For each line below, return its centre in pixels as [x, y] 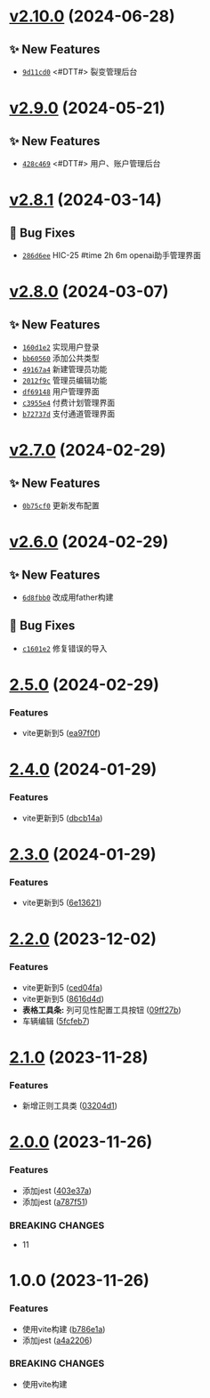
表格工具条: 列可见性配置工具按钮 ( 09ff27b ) [101, 1010]
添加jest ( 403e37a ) [57, 1191]
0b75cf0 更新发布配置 [61, 505]
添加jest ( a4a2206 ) [57, 1340]
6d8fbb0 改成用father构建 [68, 597]
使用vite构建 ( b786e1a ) [64, 1329]
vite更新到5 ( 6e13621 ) [62, 903]
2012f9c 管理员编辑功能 [65, 380]
